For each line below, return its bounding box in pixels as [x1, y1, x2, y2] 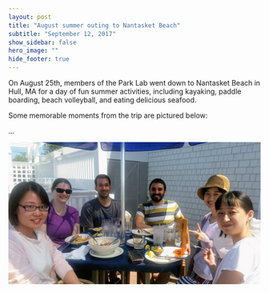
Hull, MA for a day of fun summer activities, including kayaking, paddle [8, 86, 242, 96]
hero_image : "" [8, 46, 59, 55]
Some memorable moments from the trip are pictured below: [8, 110, 208, 120]
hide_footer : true [8, 55, 70, 63]
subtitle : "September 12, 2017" [8, 30, 116, 38]
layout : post [8, 13, 52, 21]
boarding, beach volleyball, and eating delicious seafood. [8, 95, 197, 104]
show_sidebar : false [8, 38, 78, 46]
